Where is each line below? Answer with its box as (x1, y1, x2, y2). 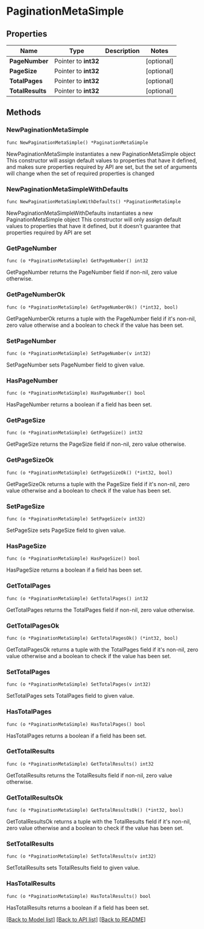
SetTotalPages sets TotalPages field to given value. (6, 692, 135, 700)
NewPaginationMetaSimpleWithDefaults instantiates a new (6, 209, 153, 217)
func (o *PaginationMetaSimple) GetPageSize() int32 (6, 430, 143, 436)
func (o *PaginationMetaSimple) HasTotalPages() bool (6, 721, 146, 727)
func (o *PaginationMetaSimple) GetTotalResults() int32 (6, 761, 154, 767)
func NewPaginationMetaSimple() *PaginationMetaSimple (6, 139, 149, 146)
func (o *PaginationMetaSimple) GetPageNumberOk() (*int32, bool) (6, 304, 178, 310)
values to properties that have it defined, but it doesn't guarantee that (6, 222, 181, 229)
